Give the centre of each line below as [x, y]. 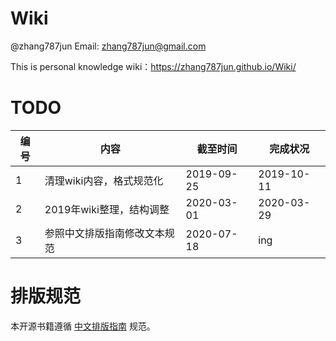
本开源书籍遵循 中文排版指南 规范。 [83, 326]
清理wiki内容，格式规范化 [104, 180]
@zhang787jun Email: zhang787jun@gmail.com [108, 46]
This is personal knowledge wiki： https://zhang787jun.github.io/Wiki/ [153, 66]
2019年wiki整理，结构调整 [107, 209]
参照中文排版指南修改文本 [104, 233]
